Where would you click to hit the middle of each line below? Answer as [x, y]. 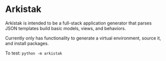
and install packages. [27, 43]
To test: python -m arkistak [34, 53]
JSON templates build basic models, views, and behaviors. [66, 28]
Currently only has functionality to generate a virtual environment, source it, [83, 38]
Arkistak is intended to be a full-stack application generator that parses [78, 23]
